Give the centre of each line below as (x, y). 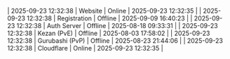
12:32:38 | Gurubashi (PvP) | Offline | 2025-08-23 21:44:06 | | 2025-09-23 (115, 41)
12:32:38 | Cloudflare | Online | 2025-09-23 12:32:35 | (85, 48)
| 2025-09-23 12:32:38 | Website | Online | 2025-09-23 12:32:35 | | (104, 11)
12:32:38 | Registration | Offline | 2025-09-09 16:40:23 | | (110, 18)
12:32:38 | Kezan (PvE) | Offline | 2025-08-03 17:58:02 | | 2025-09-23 (109, 33)
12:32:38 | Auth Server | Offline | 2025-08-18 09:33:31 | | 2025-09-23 (117, 26)
